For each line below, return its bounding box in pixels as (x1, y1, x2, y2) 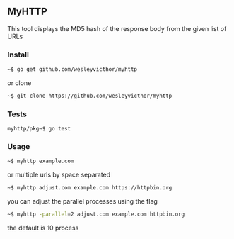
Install (7, 50, 30, 60)
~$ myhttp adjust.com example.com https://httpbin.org (7, 184, 172, 191)
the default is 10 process (7, 223, 79, 233)
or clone (7, 78, 32, 87)
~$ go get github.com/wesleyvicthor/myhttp (7, 66, 138, 73)
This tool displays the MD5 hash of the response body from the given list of (7, 24, 227, 33)
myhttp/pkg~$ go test (7, 126, 71, 133)
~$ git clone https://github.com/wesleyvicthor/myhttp (7, 92, 172, 99)
